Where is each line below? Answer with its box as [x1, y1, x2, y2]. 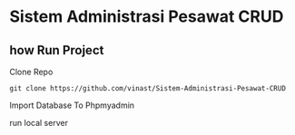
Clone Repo [9, 66, 54, 77]
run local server [9, 118, 68, 128]
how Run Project [9, 43, 104, 58]
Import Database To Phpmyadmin [9, 100, 134, 111]
